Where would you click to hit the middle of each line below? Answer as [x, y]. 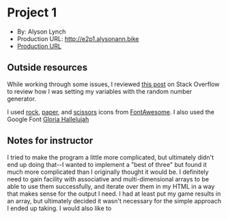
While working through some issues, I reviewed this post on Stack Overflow [113, 84]
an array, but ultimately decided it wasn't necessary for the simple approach [114, 201]
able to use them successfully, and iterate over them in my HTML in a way [111, 186]
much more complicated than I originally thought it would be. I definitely [108, 172]
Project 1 [32, 13]
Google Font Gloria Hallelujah [48, 119]
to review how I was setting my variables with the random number [100, 91]
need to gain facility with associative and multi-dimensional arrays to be [108, 179]
